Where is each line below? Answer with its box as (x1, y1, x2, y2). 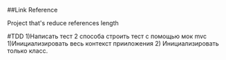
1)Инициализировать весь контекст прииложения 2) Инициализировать (7, 40, 219, 47)
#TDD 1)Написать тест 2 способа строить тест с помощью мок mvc (7, 32, 207, 40)
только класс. (7, 47, 48, 55)
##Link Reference (7, 6, 58, 14)
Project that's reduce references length (7, 19, 119, 27)
